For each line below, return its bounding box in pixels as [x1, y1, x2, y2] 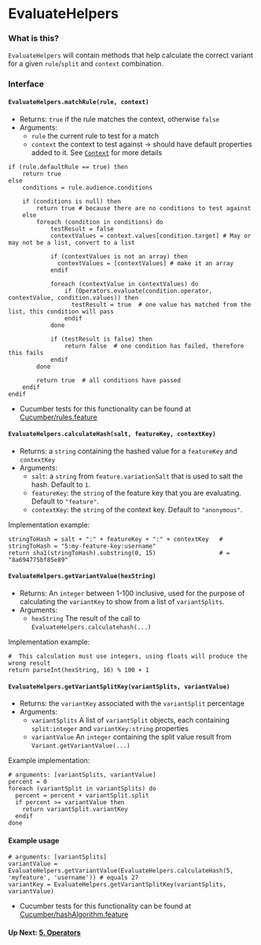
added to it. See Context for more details [31, 147, 163, 157]
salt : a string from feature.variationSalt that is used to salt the [31, 471, 244, 481]
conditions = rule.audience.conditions [22, 183, 153, 191]
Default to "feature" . [31, 496, 100, 506]
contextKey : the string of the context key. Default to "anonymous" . [31, 504, 243, 514]
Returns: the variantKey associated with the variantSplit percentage [19, 699, 245, 708]
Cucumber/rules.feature [19, 412, 97, 422]
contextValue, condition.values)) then [8, 293, 139, 301]
